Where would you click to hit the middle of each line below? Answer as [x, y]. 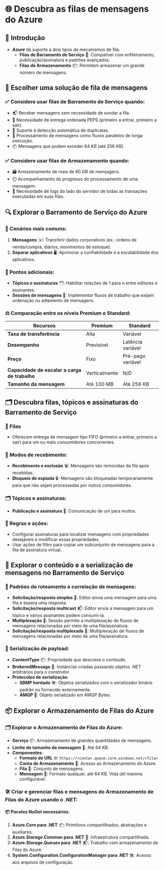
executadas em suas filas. [38, 196]
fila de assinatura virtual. [37, 550]
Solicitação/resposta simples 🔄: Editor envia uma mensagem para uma [84, 597]
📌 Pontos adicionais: [30, 272]
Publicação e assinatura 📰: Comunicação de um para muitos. [74, 511]
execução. [22, 141]
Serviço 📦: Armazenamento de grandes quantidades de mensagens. [82, 740]
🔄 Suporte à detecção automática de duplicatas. [61, 130]
